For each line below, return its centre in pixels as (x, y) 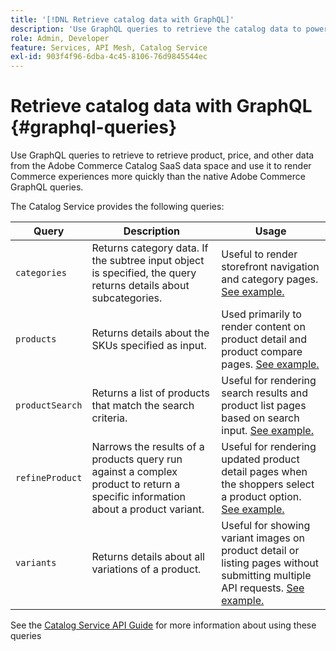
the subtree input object (148, 261)
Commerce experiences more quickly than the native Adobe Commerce (158, 177)
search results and (265, 393)
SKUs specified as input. (149, 346)
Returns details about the (150, 333)
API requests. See (263, 588)
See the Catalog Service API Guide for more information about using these (163, 625)
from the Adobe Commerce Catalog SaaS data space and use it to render (161, 166)
